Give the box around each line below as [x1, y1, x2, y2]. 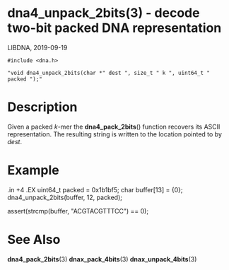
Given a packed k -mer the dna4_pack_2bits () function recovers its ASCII [7, 122, 221, 131]
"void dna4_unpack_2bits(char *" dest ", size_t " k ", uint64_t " [7, 69, 211, 76]
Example [7, 163, 59, 178]
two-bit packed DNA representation [7, 20, 222, 36]
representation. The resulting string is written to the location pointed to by [7, 129, 223, 139]
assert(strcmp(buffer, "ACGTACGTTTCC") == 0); [7, 206, 149, 215]
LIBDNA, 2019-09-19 [7, 43, 68, 52]
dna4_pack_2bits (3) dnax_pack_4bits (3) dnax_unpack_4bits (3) [7, 254, 197, 263]
